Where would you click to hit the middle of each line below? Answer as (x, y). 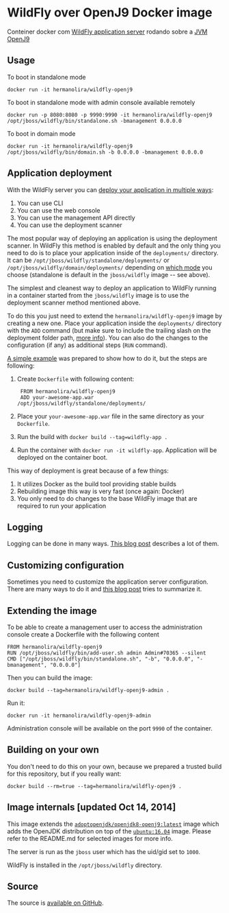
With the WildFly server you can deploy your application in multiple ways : (110, 189)
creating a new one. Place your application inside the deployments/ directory (114, 323)
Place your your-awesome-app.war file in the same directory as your (110, 416)
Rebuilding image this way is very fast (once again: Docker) (100, 491)
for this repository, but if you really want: (64, 774)
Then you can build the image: (50, 678)
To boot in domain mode (41, 133)
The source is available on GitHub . (55, 903)
